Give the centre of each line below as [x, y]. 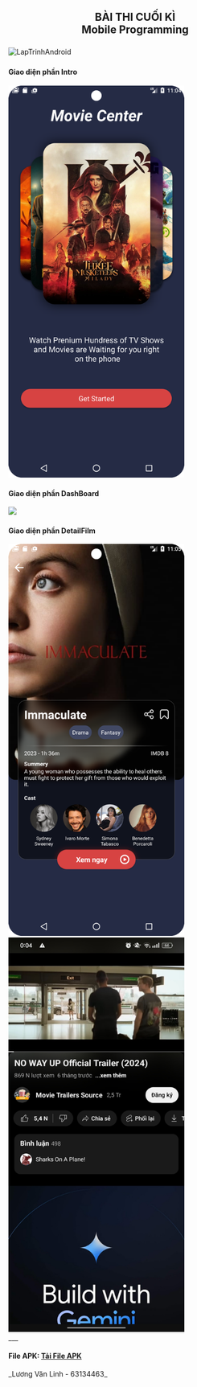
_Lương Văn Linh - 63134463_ [58, 1373]
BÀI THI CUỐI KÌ [135, 17]
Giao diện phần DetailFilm [52, 531]
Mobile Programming [135, 30]
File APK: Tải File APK [45, 1356]
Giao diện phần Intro [43, 72]
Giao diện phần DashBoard [54, 493]
